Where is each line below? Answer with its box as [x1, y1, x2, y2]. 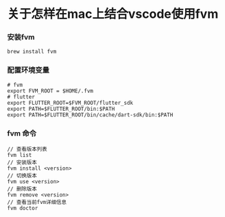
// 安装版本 [7, 159, 38, 166]
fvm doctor [7, 205, 38, 212]
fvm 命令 [7, 128, 36, 138]
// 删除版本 [7, 186, 38, 192]
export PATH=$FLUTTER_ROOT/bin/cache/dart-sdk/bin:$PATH [7, 111, 174, 118]
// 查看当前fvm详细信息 [7, 199, 67, 206]
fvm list [7, 152, 32, 159]
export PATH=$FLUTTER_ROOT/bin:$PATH [7, 105, 115, 112]
